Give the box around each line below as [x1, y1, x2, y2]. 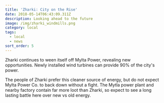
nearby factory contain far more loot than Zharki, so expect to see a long [5, 87, 152, 93]
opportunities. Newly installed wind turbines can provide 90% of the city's [5, 62, 155, 68]
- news [9, 39, 23, 44]
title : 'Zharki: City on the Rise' [5, 7, 78, 12]
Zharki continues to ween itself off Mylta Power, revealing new [5, 57, 131, 62]
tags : [5, 30, 16, 35]
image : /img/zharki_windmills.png [5, 21, 76, 26]
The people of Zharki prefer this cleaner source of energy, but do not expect [5, 77, 159, 82]
